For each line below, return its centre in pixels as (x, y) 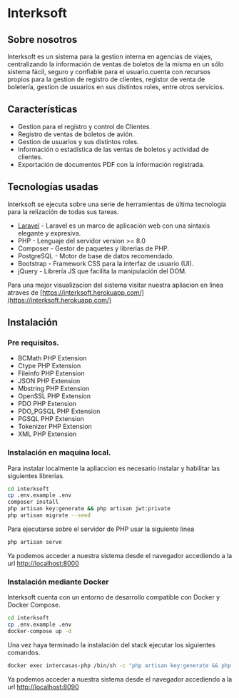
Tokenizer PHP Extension (55, 427)
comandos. (24, 652)
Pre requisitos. (33, 343)
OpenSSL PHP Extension (54, 396)
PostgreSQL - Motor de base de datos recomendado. (96, 256)
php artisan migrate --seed (49, 515)
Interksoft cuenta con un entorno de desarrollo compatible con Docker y (114, 597)
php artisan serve (35, 542)
